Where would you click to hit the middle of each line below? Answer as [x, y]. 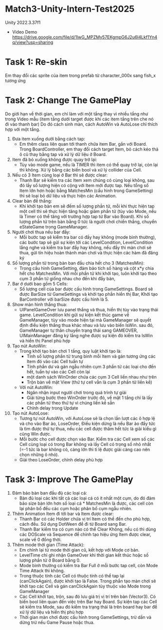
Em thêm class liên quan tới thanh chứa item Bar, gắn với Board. [83, 144]
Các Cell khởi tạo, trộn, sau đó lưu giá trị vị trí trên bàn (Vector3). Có [88, 596]
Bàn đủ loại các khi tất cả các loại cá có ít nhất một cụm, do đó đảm [87, 498]
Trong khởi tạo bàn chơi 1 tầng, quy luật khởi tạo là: [70, 351]
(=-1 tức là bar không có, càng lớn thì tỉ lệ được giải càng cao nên [85, 449]
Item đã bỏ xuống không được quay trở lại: [54, 159]
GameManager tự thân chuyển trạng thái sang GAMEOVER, [79, 330]
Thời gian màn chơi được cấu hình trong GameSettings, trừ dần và [85, 617]
